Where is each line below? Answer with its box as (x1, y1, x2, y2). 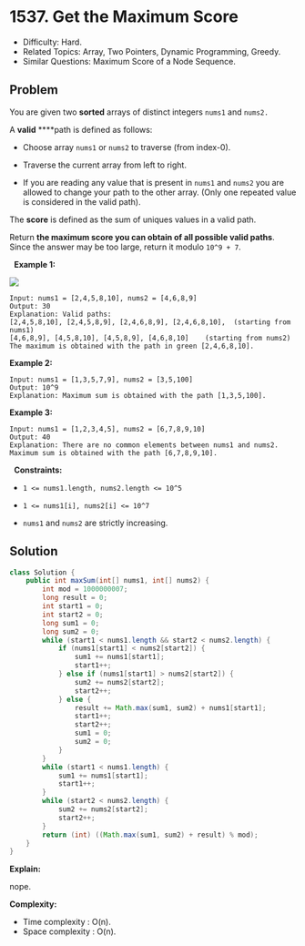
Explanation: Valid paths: (9, 310, 112, 319)
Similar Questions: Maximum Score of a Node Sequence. (22, 56, 237, 66)
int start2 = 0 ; (42, 610, 104, 619)
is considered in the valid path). (22, 196, 141, 207)
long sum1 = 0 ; (42, 618, 100, 627)
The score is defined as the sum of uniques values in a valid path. (9, 214, 257, 225)
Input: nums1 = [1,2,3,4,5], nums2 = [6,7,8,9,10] (9, 424, 206, 433)
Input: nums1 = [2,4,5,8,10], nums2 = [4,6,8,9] (9, 293, 198, 302)
